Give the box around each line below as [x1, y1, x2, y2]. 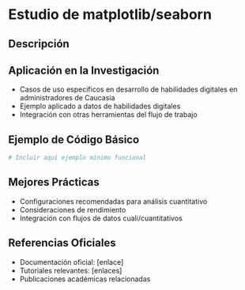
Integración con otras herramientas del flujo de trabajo [19, 110, 198, 119]
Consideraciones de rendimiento [19, 205, 126, 214]
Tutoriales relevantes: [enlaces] [19, 266, 122, 275]
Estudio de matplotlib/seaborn [8, 6, 212, 24]
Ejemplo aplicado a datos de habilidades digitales [19, 101, 181, 111]
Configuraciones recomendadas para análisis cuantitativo [19, 196, 208, 206]
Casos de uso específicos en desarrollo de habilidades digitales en [19, 85, 238, 94]
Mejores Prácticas [8, 175, 100, 189]
